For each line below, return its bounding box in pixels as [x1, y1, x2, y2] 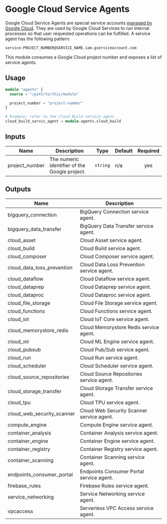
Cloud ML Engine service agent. [80, 338, 155, 345]
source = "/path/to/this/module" [9, 91, 79, 96]
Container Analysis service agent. [80, 429, 159, 436]
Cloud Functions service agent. [80, 307, 153, 314]
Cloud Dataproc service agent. [80, 291, 152, 298]
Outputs [5, 185, 31, 193]
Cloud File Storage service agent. [80, 299, 158, 306]
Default [115, 147, 133, 154]
